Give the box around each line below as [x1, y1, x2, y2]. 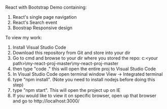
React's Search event [12, 20, 57, 25]
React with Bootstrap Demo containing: [5, 5, 87, 10]
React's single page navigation [12, 14, 77, 20]
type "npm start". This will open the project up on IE [12, 87, 120, 93]
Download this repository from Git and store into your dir [12, 50, 131, 56]
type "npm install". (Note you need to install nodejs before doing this [12, 77, 155, 82]
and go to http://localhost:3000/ [12, 98, 80, 104]
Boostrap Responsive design [12, 25, 72, 31]
